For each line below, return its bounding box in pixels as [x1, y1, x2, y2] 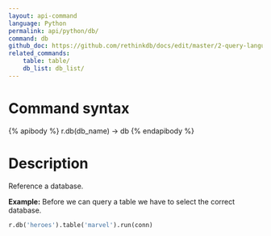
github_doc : [8, 42, 48, 50]
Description [8, 154, 89, 172]
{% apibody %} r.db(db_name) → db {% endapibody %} [8, 126, 195, 136]
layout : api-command [8, 11, 78, 20]
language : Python [8, 19, 67, 27]
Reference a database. [8, 181, 84, 191]
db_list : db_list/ [23, 65, 85, 73]
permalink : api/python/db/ [8, 27, 99, 35]
